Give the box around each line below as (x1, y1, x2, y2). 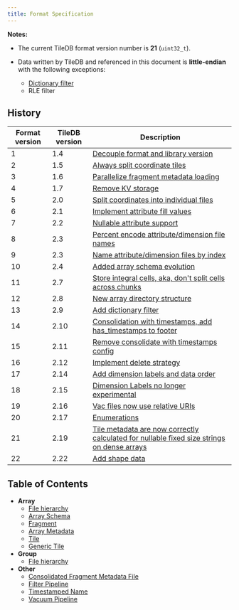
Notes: (7, 30, 28, 38)
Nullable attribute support (92, 218, 179, 228)
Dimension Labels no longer (92, 381, 186, 391)
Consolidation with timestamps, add (92, 317, 212, 327)
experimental (92, 390, 137, 400)
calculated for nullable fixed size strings (92, 433, 225, 443)
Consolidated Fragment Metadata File (28, 572, 139, 581)
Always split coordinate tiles (92, 161, 186, 171)
